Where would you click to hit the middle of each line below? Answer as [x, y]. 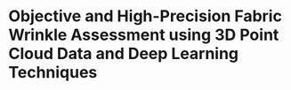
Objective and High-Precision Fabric [145, 16]
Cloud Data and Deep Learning [124, 54]
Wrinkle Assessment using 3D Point [144, 35]
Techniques [53, 73]
